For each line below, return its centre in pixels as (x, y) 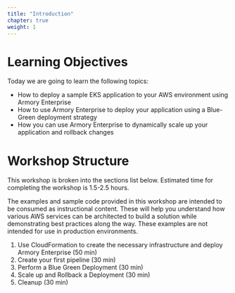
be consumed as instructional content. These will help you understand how (116, 209)
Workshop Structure (68, 161)
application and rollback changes (65, 132)
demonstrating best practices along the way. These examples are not (108, 224)
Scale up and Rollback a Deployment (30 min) (84, 275)
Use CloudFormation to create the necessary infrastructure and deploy (120, 245)
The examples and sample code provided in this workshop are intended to (115, 201)
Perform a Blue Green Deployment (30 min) (80, 268)
